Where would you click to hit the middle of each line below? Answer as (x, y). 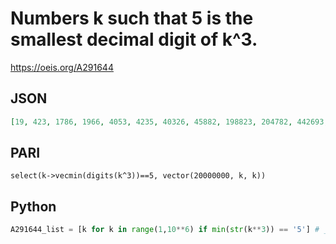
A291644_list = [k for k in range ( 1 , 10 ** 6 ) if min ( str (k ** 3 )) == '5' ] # (165, 230)
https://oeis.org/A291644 (62, 67)
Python (33, 206)
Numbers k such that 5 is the (132, 18)
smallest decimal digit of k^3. (134, 39)
